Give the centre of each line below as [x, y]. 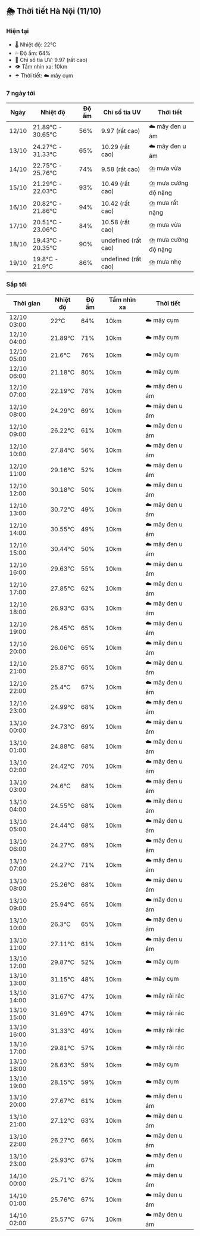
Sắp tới [16, 284]
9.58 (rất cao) [121, 169]
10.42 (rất [115, 204]
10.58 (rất [115, 222]
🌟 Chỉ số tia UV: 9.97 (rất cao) [51, 60]
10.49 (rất [115, 184]
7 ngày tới [21, 93]
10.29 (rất [115, 147]
